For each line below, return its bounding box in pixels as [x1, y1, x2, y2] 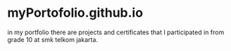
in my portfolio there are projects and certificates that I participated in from [7, 28, 225, 36]
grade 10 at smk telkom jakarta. [7, 35, 99, 43]
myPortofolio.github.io [7, 5, 143, 21]
